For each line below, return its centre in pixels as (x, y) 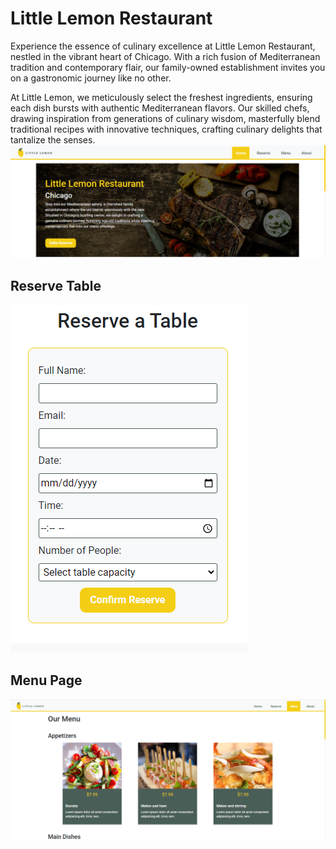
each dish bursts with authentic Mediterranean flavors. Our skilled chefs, (160, 108)
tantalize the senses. (53, 139)
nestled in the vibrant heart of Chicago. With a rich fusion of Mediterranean (165, 56)
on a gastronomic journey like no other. (91, 78)
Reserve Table (56, 286)
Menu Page (46, 680)
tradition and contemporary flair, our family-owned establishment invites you (168, 67)
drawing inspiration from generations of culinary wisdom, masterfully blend (165, 118)
